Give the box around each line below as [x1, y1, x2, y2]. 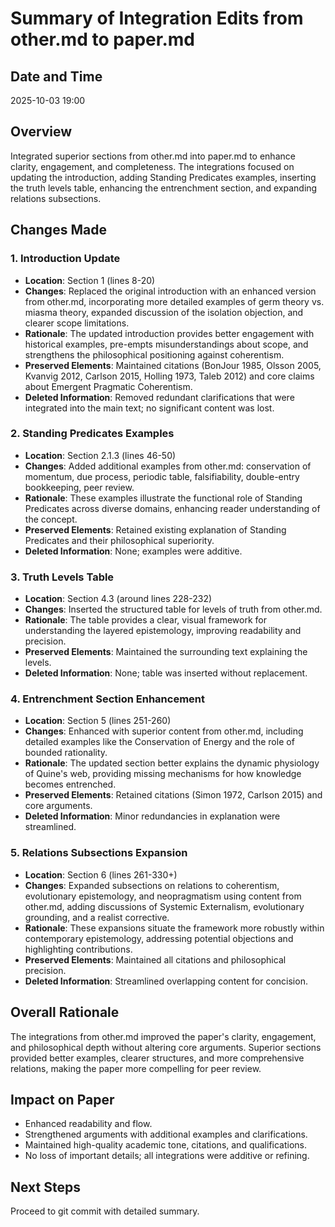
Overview [10, 123, 73, 141]
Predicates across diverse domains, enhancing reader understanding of [24, 502, 321, 514]
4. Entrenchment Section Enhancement [10, 692, 205, 706]
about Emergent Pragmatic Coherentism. [24, 380, 193, 392]
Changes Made [10, 222, 107, 239]
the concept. [24, 513, 78, 525]
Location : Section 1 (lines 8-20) [24, 274, 156, 286]
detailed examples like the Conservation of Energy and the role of [24, 736, 295, 748]
